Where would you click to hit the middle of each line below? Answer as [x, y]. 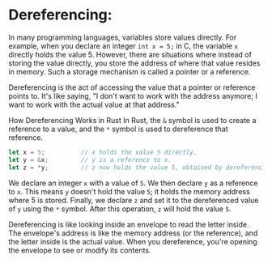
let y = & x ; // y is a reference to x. [90, 159]
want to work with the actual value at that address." [94, 104]
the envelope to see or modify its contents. [80, 250]
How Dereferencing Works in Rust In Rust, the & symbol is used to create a [132, 120]
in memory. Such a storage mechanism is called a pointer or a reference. [130, 71]
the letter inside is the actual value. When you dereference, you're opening [133, 241]
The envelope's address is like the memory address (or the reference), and [133, 233]
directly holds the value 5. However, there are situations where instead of [130, 54]
